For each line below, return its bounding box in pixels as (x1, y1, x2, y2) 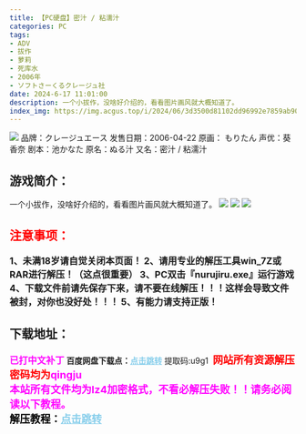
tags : (9, 30, 30, 39)
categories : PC (9, 22, 67, 31)
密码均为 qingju (9, 368, 83, 381)
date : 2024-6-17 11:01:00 (9, 89, 107, 98)
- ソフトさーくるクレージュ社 (9, 81, 106, 90)
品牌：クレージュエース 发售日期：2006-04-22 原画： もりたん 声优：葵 (20, 133, 291, 144)
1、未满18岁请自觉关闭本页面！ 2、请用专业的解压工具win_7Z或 (9, 254, 282, 267)
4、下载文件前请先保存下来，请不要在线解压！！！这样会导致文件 (9, 281, 290, 294)
